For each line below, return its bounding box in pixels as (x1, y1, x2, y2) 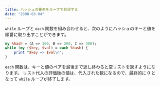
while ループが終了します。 (18, 76, 73, 82)
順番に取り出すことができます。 (5, 31, 69, 37)
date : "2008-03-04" (5, 12, 45, 16)
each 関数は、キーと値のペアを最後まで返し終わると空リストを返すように (5, 64, 152, 70)
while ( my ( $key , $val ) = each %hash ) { (5, 45, 89, 51)
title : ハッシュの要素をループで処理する (5, 7, 78, 12)
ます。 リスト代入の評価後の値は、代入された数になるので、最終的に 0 (9, 70, 150, 75)
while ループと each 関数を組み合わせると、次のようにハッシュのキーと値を (5, 25, 156, 31)
